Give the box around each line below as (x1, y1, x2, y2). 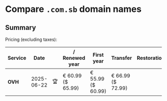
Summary (5, 23, 36, 32)
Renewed (63, 55, 85, 61)
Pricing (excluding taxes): (5, 36, 58, 42)
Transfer (111, 55, 132, 61)
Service (7, 55, 26, 61)
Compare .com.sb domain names (5, 3, 142, 15)
